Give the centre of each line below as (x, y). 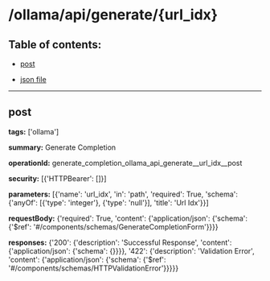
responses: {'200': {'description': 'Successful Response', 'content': (120, 242)
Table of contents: (55, 45)
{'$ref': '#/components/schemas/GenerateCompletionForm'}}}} (113, 226)
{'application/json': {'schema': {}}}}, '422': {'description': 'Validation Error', (131, 250)
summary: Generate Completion (62, 147)
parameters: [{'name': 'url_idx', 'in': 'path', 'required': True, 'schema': (123, 194)
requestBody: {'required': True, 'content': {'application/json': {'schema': (128, 218)
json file (33, 79)
